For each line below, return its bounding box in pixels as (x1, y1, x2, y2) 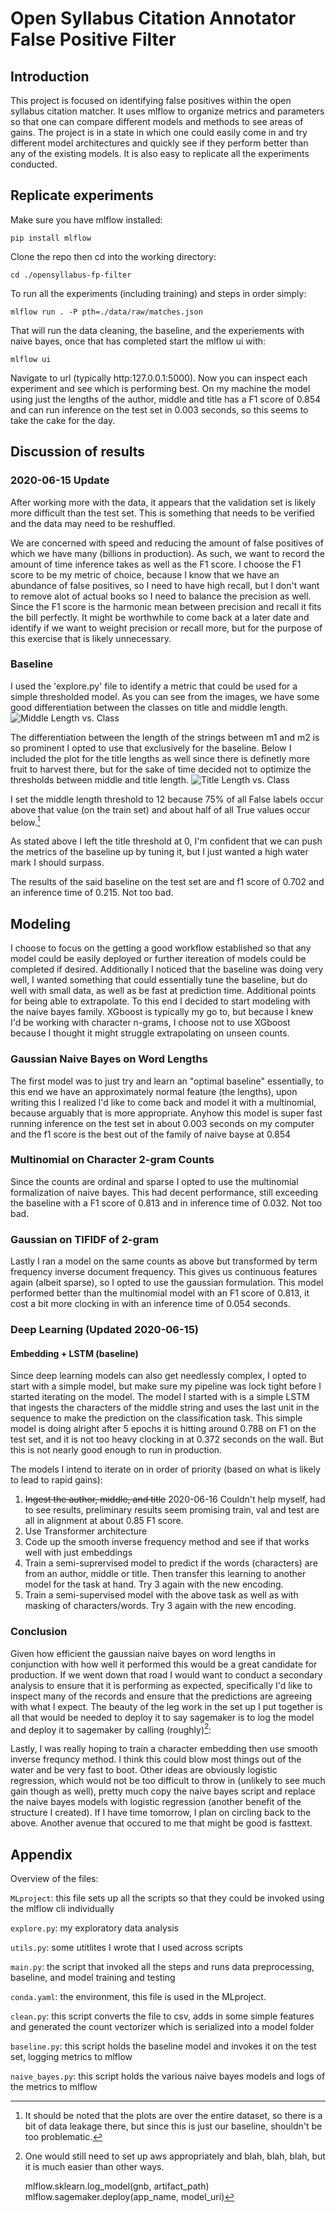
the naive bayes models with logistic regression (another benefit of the (10, 1796, 302, 1808)
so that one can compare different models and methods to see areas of (10, 116, 304, 127)
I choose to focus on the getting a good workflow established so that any (10, 942, 312, 954)
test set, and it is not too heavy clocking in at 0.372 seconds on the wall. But (10, 1433, 324, 1446)
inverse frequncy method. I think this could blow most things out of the (10, 1753, 302, 1766)
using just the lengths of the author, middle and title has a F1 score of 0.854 (10, 393, 321, 405)
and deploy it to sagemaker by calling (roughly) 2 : (10, 1722, 212, 1736)
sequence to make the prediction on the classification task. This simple (10, 1412, 303, 1424)
